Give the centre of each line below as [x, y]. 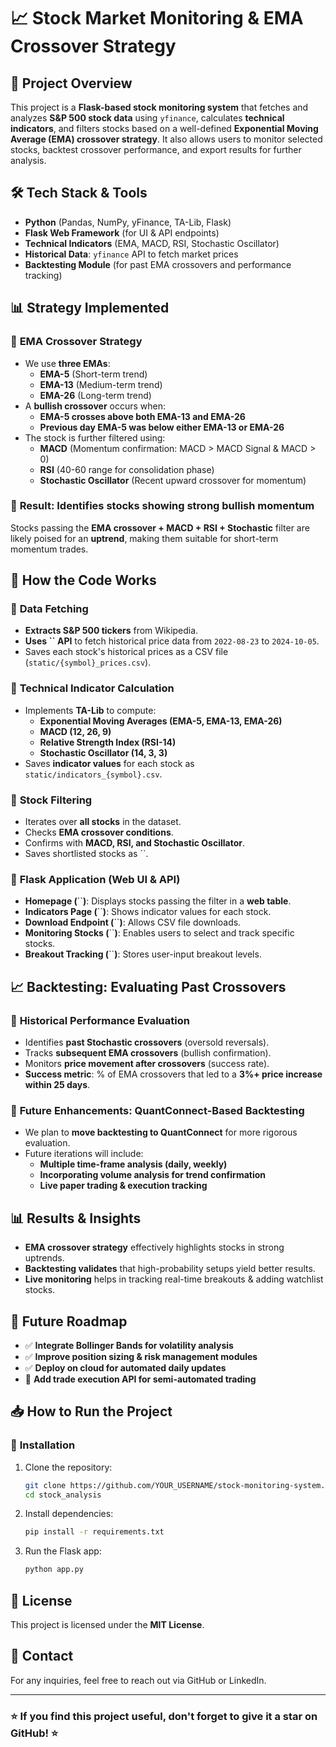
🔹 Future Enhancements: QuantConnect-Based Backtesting [157, 1110]
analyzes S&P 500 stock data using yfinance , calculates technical [147, 118]
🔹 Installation [43, 1445]
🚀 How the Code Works [83, 580]
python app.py [54, 1570]
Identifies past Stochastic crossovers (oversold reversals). [147, 1042]
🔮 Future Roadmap [69, 1321]
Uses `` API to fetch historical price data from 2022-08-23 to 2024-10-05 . [172, 641]
